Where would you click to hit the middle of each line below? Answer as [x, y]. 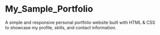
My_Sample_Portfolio [49, 9]
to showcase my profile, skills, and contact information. [61, 27]
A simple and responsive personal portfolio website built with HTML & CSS [80, 22]
